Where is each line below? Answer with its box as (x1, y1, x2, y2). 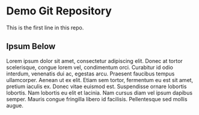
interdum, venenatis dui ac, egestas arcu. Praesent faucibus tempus (6, 70, 175, 77)
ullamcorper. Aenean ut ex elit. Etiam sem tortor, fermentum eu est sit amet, (6, 76, 194, 83)
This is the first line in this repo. (6, 24, 84, 31)
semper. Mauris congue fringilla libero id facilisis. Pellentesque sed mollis (6, 95, 188, 102)
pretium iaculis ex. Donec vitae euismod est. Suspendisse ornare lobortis (6, 83, 187, 90)
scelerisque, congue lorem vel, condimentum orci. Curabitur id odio (6, 63, 173, 71)
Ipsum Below (6, 41, 56, 52)
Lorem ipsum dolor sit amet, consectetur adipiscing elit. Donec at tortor (6, 57, 183, 64)
